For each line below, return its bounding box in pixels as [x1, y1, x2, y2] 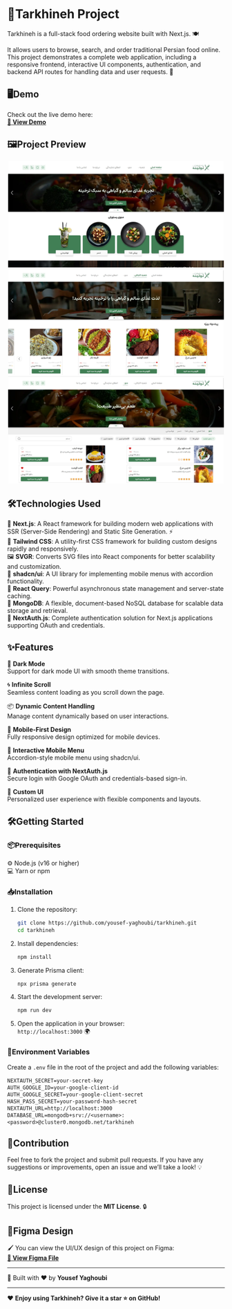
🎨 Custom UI [7, 787, 43, 796]
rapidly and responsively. [7, 544, 79, 553]
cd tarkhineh [17, 926, 55, 933]
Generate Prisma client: [17, 966, 84, 974]
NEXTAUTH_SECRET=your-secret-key [7, 1077, 104, 1084]
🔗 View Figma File [7, 1254, 59, 1262]
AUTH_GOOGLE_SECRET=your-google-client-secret [7, 1091, 144, 1098]
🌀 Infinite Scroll [7, 680, 51, 688]
